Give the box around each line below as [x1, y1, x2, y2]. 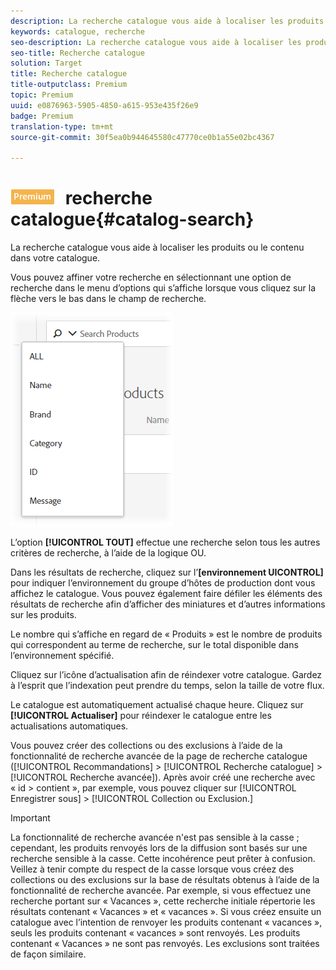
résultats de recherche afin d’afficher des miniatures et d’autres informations [10, 598, 326, 610]
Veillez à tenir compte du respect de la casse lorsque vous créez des [10, 863, 295, 875]
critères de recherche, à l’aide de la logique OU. [10, 547, 207, 559]
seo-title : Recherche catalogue [10, 48, 145, 58]
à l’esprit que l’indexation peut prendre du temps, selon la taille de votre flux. [10, 680, 325, 692]
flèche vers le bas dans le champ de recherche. [10, 293, 207, 305]
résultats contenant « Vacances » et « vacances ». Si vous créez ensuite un [10, 906, 322, 918]
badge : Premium [10, 111, 74, 121]
